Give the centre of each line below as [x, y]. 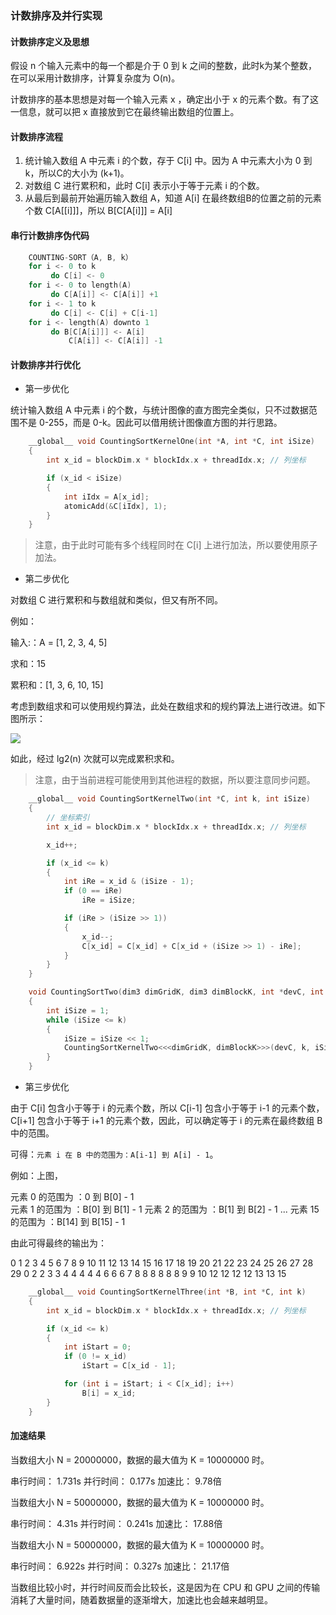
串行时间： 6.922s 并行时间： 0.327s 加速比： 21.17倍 [120, 1566]
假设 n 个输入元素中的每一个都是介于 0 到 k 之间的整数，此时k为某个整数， [164, 66]
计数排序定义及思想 [50, 41]
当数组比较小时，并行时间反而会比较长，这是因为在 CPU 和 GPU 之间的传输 [165, 1587]
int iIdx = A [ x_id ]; [106, 497]
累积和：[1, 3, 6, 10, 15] [57, 685]
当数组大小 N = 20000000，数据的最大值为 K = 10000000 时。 [140, 1459]
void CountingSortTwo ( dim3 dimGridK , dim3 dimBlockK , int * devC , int [176, 992]
